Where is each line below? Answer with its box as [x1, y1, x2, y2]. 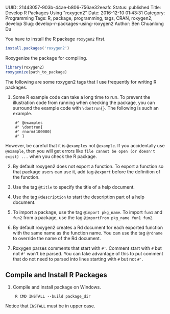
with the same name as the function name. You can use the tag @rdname [12, 229, 163, 236]
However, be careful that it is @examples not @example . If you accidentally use [5, 142, 165, 148]
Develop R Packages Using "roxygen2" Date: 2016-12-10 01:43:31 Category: [5, 10, 165, 16]
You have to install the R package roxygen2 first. [5, 36, 106, 42]
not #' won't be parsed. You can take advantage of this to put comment [12, 250, 163, 256]
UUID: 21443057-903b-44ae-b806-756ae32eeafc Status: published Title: [5, 5, 161, 10]
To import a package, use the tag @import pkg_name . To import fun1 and [12, 209, 162, 215]
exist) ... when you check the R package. [5, 153, 97, 160]
